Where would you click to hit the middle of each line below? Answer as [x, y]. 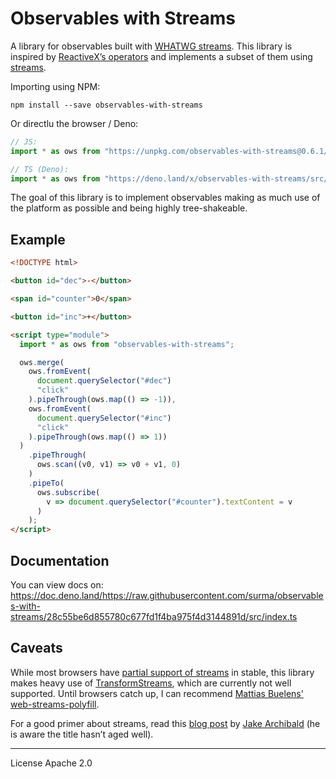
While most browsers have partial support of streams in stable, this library [162, 672]
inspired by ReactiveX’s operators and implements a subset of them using [161, 56]
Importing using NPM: [55, 86]
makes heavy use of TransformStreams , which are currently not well [151, 683]
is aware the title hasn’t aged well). [82, 734]
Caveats [36, 648]
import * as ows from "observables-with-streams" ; [127, 344]
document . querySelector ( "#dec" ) [104, 381]
